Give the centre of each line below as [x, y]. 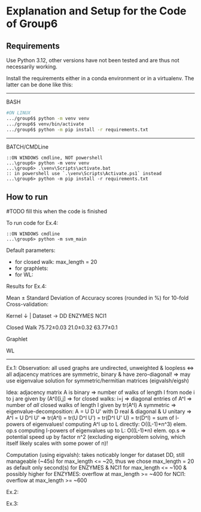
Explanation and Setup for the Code [96, 11]
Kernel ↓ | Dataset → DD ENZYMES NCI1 [56, 316]
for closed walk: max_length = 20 [56, 262]
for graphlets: [32, 269]
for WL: [24, 275]
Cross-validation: [28, 305]
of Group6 [32, 24]
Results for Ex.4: [26, 287]
